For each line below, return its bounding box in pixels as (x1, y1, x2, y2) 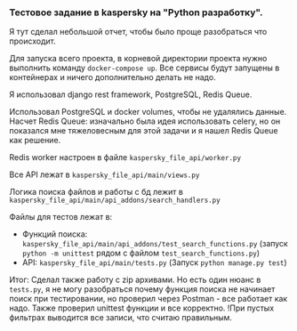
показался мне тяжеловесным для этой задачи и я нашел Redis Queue (9, 125, 278, 136)
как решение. (9, 135, 61, 146)
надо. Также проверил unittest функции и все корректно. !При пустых (9, 303, 275, 313)
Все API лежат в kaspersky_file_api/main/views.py (9, 169, 200, 180)
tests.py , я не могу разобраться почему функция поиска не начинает (9, 284, 276, 295)
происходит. (9, 36, 56, 46)
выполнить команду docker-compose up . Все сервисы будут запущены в (9, 62, 280, 73)
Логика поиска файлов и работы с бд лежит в (9, 187, 184, 198)
